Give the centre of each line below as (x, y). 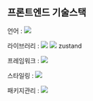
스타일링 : (20, 75)
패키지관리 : (24, 90)
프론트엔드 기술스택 (47, 13)
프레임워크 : (24, 60)
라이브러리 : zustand (45, 46)
